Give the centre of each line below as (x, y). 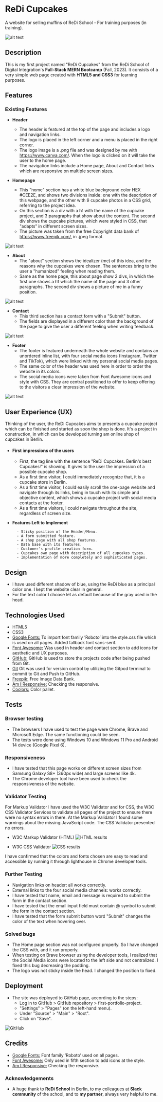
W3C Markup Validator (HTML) (43, 837)
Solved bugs (20, 934)
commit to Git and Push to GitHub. (46, 674)
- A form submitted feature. (46, 536)
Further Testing (24, 874)
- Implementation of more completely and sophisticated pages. (82, 558)
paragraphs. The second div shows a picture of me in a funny (81, 287)
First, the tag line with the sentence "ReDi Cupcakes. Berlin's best (85, 461)
